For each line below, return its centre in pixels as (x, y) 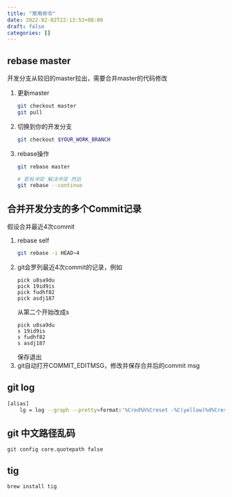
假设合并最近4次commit (41, 227)
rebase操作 (33, 153)
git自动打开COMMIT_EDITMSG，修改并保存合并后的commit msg (108, 366)
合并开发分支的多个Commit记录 (75, 209)
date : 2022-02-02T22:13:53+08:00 (55, 20)
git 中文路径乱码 (41, 433)
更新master (33, 93)
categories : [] (29, 33)
